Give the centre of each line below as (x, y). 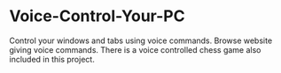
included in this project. (52, 59)
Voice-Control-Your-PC (97, 16)
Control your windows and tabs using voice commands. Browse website (141, 40)
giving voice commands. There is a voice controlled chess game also (135, 49)
